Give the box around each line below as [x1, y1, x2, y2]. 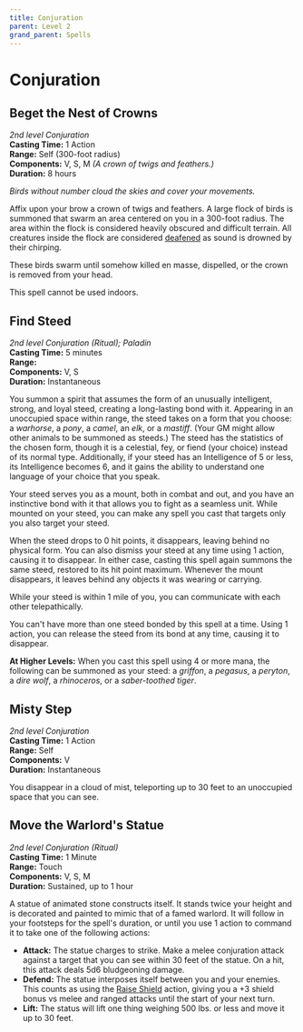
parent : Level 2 [9, 22, 71, 31]
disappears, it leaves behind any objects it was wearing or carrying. [9, 574, 262, 585]
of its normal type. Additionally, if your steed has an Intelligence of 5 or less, [9, 452, 294, 463]
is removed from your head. [9, 269, 113, 280]
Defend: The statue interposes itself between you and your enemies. [22, 974, 281, 985]
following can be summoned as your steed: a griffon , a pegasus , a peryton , [9, 666, 290, 676]
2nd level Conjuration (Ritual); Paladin [9, 337, 151, 348]
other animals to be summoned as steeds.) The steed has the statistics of [9, 433, 284, 444]
